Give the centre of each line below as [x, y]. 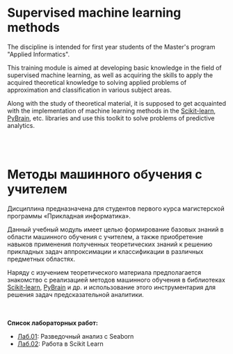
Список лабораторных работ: [53, 323]
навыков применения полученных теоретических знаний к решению [110, 244]
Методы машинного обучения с [105, 175]
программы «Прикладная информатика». [69, 216]
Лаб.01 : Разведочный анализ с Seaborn [75, 336]
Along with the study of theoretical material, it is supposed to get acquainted [117, 103]
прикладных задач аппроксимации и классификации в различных [105, 251]
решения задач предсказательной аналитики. [75, 294]
